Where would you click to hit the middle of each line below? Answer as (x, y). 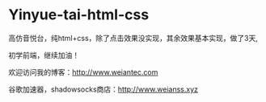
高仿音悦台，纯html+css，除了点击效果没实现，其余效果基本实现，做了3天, (133, 38)
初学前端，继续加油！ (44, 55)
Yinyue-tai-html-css (79, 15)
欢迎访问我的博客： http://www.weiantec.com (83, 72)
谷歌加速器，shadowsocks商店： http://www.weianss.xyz (103, 89)
